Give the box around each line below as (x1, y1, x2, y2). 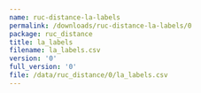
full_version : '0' (9, 63, 77, 72)
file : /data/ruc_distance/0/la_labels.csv (9, 71, 168, 80)
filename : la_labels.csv (9, 46, 101, 55)
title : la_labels (9, 37, 73, 47)
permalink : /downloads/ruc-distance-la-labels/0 (9, 21, 192, 30)
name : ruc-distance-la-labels (9, 12, 121, 22)
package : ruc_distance (9, 29, 93, 38)
